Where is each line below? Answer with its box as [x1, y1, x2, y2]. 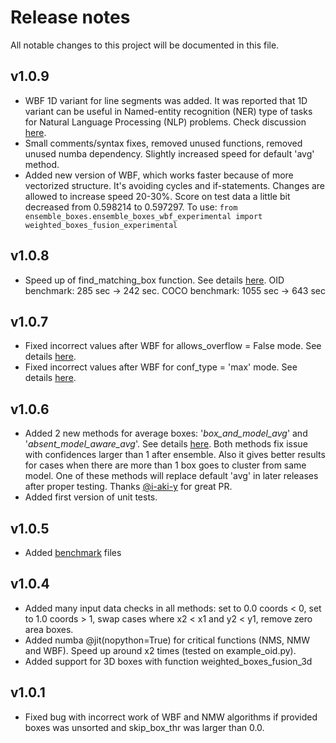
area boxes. [24, 623, 74, 635]
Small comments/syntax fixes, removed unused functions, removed [24, 137, 303, 149]
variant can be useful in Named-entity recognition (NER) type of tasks [24, 105, 313, 117]
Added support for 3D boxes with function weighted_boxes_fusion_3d [24, 655, 313, 667]
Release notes [10, 6, 131, 29]
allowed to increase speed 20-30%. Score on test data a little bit [24, 190, 291, 202]
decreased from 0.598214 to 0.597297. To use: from [24, 201, 238, 213]
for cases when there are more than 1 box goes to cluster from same [24, 459, 307, 471]
